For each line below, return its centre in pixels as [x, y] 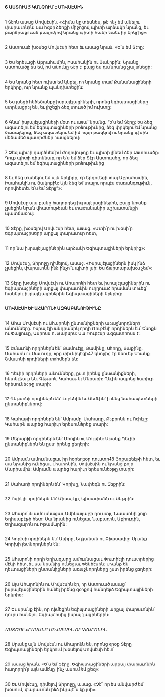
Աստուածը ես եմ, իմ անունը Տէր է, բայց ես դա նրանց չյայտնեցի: [79, 67]
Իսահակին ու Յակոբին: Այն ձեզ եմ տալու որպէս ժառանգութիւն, [79, 183]
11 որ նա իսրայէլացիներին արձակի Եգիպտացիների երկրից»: [75, 248]
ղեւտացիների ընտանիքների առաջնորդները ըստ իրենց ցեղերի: [79, 569]
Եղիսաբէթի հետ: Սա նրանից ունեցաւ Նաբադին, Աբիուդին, [73, 519]
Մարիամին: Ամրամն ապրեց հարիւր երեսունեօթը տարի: [70, 469]
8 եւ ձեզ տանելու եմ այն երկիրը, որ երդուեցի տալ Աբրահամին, [77, 178]
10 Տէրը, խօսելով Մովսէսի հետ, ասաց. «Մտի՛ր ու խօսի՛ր [69, 228]
